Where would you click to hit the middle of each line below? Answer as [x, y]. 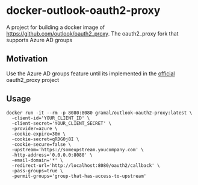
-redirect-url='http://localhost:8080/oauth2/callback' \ [86, 165]
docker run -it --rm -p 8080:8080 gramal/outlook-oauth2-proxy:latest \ [99, 113]
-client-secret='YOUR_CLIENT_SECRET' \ [62, 123]
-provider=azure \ [35, 128]
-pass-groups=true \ [37, 171]
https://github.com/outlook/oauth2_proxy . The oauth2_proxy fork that [92, 33]
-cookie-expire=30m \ [39, 134]
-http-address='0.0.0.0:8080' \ [52, 155]
